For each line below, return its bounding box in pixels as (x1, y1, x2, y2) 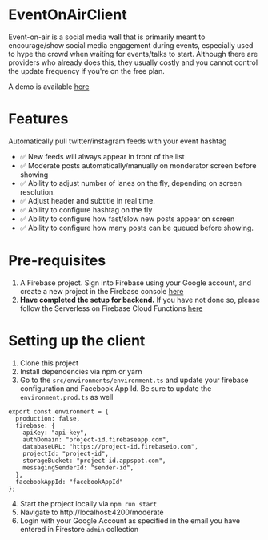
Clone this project (19, 358, 78, 368)
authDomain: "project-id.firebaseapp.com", (22, 435, 170, 444)
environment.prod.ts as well (19, 392, 114, 401)
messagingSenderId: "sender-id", (22, 463, 134, 472)
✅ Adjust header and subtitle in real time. (19, 195, 156, 205)
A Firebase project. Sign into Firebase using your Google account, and (19, 278, 252, 288)
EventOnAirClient (8, 6, 127, 24)
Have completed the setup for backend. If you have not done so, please (19, 295, 260, 304)
